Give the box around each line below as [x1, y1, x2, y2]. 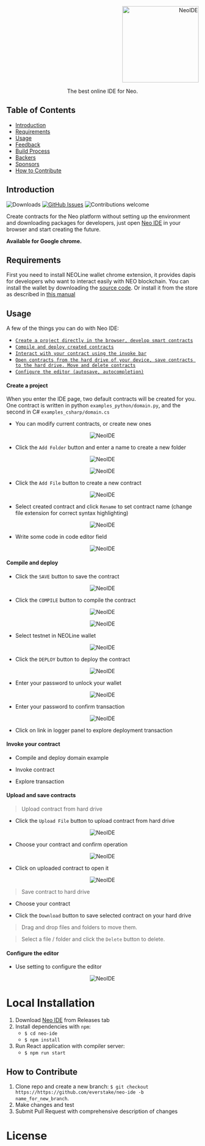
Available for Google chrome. [6, 237, 82, 244]
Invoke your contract [6, 740, 60, 748]
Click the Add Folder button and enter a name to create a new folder [15, 443, 187, 451]
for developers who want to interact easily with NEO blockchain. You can [6, 278, 189, 285]
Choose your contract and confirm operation [15, 841, 128, 849]
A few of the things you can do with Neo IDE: [6, 324, 119, 332]
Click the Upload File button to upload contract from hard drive [15, 817, 175, 825]
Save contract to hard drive [21, 888, 90, 896]
